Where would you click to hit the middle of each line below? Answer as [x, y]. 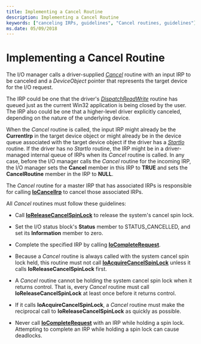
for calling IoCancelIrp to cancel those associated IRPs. [75, 192]
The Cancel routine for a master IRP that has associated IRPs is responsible [99, 185]
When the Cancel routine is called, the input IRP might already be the [91, 130]
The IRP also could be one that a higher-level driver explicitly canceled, [94, 112]
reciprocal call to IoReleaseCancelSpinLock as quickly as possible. [98, 311]
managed [18, 155]
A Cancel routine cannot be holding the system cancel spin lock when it [103, 281]
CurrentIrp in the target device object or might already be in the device [94, 136]
